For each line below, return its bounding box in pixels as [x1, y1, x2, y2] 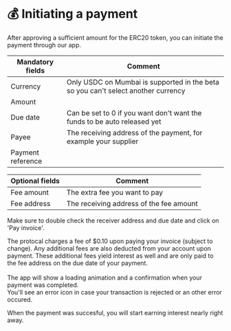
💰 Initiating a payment [7, 6, 138, 22]
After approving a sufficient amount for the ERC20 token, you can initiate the [7, 33, 223, 42]
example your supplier [66, 136, 139, 146]
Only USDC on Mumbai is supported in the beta [66, 77, 220, 87]
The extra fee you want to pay [66, 187, 164, 197]
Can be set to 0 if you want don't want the [66, 108, 202, 117]
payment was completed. [7, 280, 79, 289]
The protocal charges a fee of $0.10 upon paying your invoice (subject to [7, 237, 213, 245]
